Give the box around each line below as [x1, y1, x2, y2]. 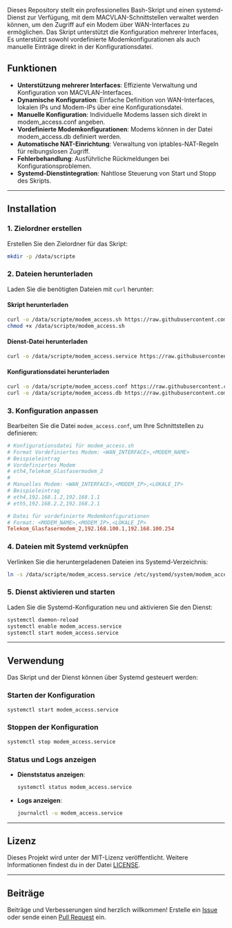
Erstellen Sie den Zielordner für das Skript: [7, 239, 128, 248]
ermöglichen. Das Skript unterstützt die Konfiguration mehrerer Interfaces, [7, 28, 219, 36]
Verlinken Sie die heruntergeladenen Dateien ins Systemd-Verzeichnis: [7, 557, 209, 566]
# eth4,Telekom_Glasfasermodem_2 [7, 468, 104, 475]
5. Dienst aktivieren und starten [7, 587, 115, 597]
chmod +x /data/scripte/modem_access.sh [7, 322, 126, 329]
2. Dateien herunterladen [7, 269, 93, 279]
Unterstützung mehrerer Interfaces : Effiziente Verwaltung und [17, 81, 198, 89]
